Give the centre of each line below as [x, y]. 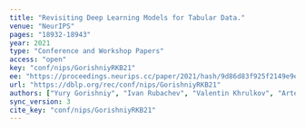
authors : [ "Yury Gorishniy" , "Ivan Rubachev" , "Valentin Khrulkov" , [142, 93]
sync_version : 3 [40, 101]
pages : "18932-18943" [50, 34]
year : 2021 [30, 43]
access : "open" [38, 59]
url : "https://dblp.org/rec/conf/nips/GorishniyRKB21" [115, 85]
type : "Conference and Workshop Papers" [87, 51]
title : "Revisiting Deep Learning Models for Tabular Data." [128, 18]
